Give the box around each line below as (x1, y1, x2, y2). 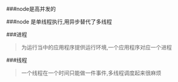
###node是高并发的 (6, 5, 56, 12)
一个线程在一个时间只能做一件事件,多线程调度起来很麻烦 (21, 69, 162, 77)
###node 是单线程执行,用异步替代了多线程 (6, 18, 112, 25)
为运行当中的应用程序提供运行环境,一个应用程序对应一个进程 (21, 44, 172, 51)
